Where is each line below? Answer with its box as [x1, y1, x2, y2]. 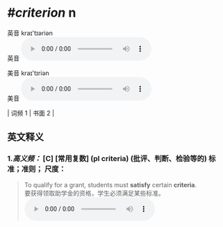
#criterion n [7, 5, 76, 21]
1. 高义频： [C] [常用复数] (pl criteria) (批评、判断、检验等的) [7, 154, 207, 164]
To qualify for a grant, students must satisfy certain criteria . [24, 180, 197, 189]
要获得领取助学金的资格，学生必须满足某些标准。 [24, 189, 165, 197]
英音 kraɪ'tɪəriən [7, 29, 53, 37]
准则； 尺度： [21, 164, 66, 174]
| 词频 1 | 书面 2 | [7, 109, 54, 117]
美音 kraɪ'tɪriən [7, 68, 50, 77]
